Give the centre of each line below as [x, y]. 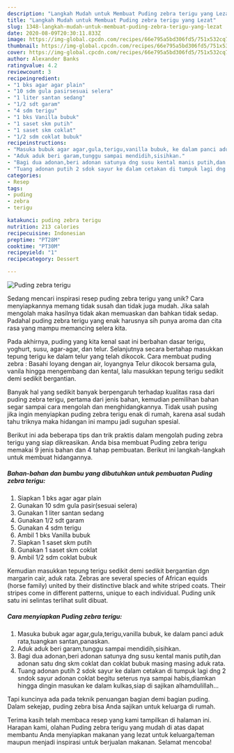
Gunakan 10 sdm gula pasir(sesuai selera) [77, 505]
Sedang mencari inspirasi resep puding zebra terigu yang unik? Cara [106, 299]
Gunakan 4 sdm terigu [49, 528]
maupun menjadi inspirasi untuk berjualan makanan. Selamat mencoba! [110, 742]
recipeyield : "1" [32, 253]
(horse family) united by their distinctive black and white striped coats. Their [117, 585]
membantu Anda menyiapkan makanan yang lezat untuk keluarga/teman [111, 734]
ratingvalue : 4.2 [32, 65]
